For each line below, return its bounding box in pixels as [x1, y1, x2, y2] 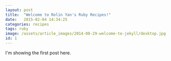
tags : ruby [5, 26, 29, 32]
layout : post [5, 7, 33, 13]
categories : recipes [5, 21, 50, 27]
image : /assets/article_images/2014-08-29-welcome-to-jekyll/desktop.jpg [5, 31, 166, 36]
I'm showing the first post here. [5, 49, 71, 56]
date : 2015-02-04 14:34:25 [5, 17, 68, 22]
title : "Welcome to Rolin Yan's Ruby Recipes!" [5, 12, 111, 17]
